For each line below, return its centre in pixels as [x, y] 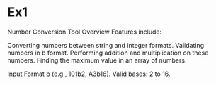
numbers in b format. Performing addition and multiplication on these [108, 53]
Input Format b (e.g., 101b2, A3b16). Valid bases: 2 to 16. [89, 74]
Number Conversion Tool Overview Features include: [85, 32]
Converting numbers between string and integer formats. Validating [106, 45]
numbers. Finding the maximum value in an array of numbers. [97, 60]
